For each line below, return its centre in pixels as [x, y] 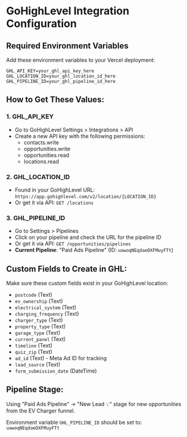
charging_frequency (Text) [47, 314]
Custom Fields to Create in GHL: [66, 269]
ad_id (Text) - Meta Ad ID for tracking [61, 358]
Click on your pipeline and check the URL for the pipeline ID [88, 238]
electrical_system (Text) [45, 307]
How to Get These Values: [55, 100]
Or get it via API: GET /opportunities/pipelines [73, 244]
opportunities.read [46, 155]
